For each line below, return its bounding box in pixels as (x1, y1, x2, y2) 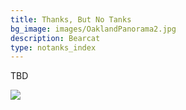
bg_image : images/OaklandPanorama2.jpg (10, 24, 177, 34)
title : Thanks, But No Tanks (10, 14, 132, 25)
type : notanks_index (10, 42, 97, 53)
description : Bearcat (10, 33, 101, 43)
